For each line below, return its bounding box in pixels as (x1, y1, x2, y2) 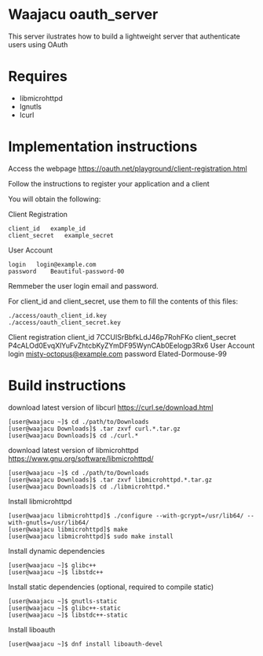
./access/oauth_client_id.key (8, 311, 108, 319)
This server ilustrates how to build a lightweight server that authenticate (8, 31, 241, 41)
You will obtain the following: (8, 194, 101, 204)
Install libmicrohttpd (8, 496, 72, 506)
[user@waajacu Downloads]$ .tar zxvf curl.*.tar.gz (8, 425, 181, 433)
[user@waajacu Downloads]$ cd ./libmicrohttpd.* (8, 482, 170, 491)
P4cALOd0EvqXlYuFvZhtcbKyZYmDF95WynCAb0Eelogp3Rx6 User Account (8, 341, 255, 350)
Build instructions (8, 377, 126, 394)
